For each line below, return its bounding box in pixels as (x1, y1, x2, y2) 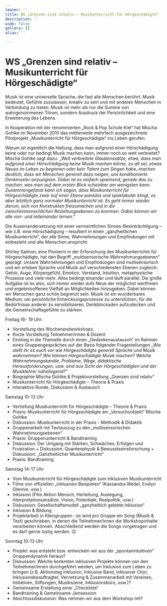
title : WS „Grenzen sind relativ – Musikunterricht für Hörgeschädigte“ (5, 12, 159, 17)
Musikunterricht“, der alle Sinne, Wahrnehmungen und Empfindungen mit (5, 233, 155, 239)
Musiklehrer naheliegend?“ (12, 368, 68, 374)
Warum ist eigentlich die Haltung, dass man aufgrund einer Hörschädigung (5, 145, 158, 151)
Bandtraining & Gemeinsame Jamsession (12, 590, 97, 596)
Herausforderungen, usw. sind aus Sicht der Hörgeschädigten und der (12, 363, 157, 369)
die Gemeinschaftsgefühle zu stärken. (5, 306, 83, 312)
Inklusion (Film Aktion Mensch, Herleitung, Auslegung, (12, 491, 124, 498)
